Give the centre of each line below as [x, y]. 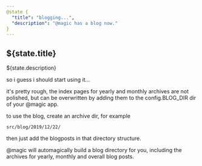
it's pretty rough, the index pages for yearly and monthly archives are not [98, 91]
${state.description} [31, 68]
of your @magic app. [32, 104]
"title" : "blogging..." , [43, 18]
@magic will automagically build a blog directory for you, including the [94, 150]
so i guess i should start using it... [48, 80]
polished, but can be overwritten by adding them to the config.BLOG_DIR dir [101, 98]
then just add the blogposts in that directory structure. [74, 138]
